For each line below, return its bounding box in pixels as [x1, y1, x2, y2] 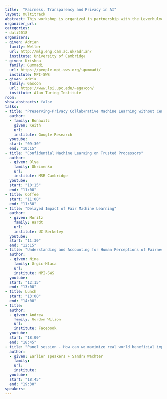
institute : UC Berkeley [14, 229, 64, 234]
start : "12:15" [9, 280, 41, 285]
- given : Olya [9, 160, 39, 164]
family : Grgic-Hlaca [14, 261, 57, 266]
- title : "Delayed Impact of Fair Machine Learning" [5, 206, 117, 211]
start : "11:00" [9, 197, 41, 202]
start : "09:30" [9, 141, 41, 147]
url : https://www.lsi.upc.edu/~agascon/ [9, 85, 94, 91]
